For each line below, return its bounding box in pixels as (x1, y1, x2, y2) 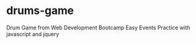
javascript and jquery (6, 30, 60, 37)
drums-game (6, 4, 74, 18)
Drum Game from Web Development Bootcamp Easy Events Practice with (6, 24, 191, 31)
